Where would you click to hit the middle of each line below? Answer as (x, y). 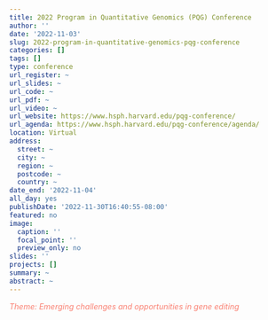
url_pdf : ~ (29, 100)
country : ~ (37, 183)
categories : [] (37, 51)
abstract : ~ (31, 281)
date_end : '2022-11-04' (53, 191)
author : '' (29, 26)
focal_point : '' (47, 240)
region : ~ (35, 166)
